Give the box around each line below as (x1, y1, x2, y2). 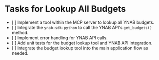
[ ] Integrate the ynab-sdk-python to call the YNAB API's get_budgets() (11, 24, 152, 30)
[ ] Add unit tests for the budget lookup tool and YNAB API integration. (11, 40, 153, 45)
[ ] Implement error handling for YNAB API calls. (11, 35, 108, 41)
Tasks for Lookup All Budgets (4, 3, 126, 15)
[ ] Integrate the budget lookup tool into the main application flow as (11, 45, 148, 51)
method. (11, 30, 29, 35)
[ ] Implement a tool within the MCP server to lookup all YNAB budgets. (11, 19, 155, 25)
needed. (11, 50, 29, 56)
